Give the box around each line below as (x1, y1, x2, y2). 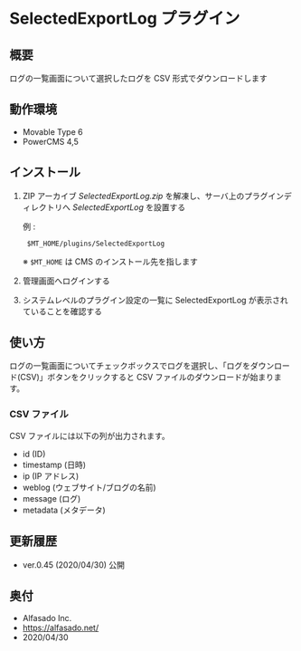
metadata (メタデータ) (22, 504, 106, 515)
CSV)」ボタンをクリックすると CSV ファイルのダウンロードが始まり (20, 372, 274, 383)
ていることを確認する (22, 305, 102, 317)
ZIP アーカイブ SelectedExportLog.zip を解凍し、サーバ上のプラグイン (22, 190, 285, 201)
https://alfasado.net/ (22, 622, 99, 634)
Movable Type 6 (22, 126, 83, 137)
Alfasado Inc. (22, 613, 72, 624)
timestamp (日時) (22, 459, 87, 470)
